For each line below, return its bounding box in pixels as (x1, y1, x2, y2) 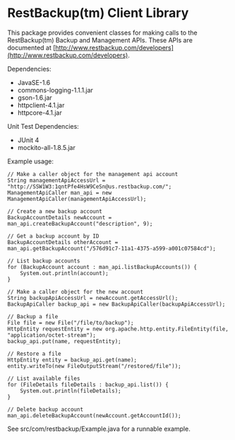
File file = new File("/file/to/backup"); (7, 319, 134, 326)
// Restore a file (7, 350, 61, 357)
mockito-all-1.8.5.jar (17, 143, 76, 151)
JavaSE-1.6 (17, 78, 51, 86)
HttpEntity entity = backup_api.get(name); (7, 356, 138, 364)
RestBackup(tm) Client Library (7, 5, 189, 21)
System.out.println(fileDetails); (20, 387, 121, 394)
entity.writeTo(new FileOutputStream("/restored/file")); (7, 362, 181, 369)
